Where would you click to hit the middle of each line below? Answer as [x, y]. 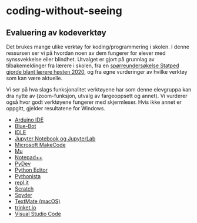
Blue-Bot [25, 126]
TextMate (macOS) [37, 201]
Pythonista [28, 176]
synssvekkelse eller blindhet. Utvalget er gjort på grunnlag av [80, 59]
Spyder [23, 195]
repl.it [21, 182]
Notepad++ [29, 157]
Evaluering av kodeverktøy [56, 33]
